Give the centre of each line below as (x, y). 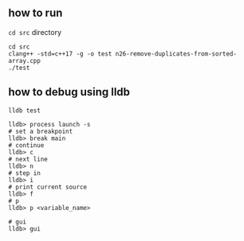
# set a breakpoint (41, 131)
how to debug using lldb (69, 92)
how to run (35, 13)
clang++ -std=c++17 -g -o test (60, 54)
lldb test (25, 111)
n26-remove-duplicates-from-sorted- (176, 54)
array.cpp (25, 60)
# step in (25, 173)
